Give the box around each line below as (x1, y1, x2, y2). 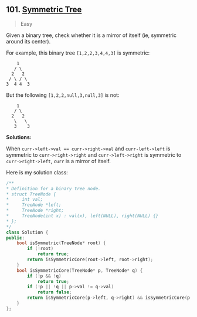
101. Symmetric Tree (6, 5, 82, 15)
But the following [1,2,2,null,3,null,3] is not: (6, 91, 120, 99)
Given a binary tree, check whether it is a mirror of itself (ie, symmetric (6, 32, 177, 39)
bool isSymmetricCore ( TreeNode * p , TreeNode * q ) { (16, 267, 143, 274)
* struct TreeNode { (6, 191, 57, 197)
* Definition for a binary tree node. (6, 186, 101, 191)
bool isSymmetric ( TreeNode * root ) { (16, 240, 107, 246)
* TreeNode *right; (6, 208, 64, 214)
